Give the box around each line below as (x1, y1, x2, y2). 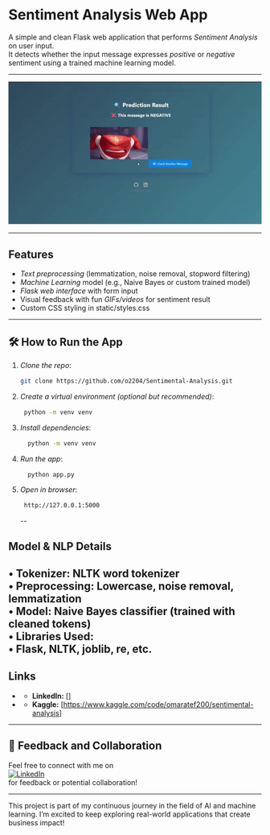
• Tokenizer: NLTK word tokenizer (8, 567, 180, 581)
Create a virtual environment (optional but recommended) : (19, 391, 215, 401)
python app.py (27, 470, 75, 478)
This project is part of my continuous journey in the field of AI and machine (8, 800, 256, 810)
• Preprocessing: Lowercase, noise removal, (8, 580, 235, 593)
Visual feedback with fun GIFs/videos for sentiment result (19, 295, 211, 304)
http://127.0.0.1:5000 (23, 502, 100, 510)
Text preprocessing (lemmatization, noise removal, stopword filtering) (19, 269, 251, 279)
